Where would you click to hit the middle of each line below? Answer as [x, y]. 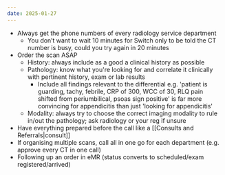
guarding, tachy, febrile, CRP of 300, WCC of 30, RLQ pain [120, 91]
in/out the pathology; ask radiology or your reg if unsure [107, 120]
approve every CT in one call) [59, 150]
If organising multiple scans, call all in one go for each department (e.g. [118, 142]
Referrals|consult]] [44, 135]
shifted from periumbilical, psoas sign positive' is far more [120, 98]
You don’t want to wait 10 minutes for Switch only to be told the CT [122, 40]
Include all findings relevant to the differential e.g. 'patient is [122, 84]
